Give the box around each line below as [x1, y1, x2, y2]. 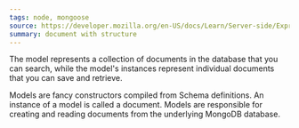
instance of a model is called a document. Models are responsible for [9, 100, 263, 110]
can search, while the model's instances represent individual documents [9, 63, 275, 74]
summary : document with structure [9, 29, 138, 38]
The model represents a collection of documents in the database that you [9, 54, 279, 65]
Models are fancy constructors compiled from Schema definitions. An [9, 90, 264, 100]
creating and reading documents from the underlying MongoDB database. [9, 108, 280, 120]
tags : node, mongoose [9, 12, 90, 22]
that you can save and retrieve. [9, 73, 123, 84]
